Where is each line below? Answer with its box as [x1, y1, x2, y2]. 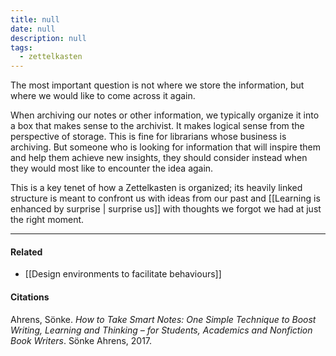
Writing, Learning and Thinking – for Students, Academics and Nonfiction [10, 324, 313, 336]
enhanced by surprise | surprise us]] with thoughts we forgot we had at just [10, 203, 322, 215]
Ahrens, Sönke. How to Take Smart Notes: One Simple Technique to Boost [10, 313, 317, 325]
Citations [10, 291, 50, 303]
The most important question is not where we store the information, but [10, 79, 305, 91]
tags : [10, 42, 33, 53]
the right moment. [10, 214, 85, 226]
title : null [10, 14, 60, 25]
